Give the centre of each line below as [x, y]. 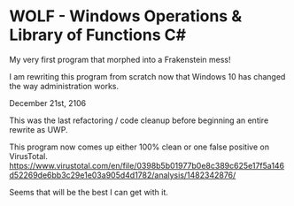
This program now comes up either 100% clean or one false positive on [139, 147]
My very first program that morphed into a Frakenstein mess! [120, 59]
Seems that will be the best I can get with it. [89, 192]
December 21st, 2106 [48, 103]
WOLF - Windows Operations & [125, 16]
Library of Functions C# [98, 35]
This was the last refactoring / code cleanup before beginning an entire [139, 120]
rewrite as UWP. [39, 129]
